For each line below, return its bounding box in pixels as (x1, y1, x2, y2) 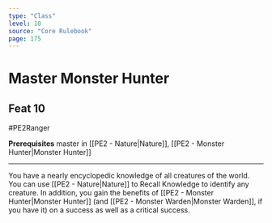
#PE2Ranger (8, 123, 50, 133)
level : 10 (8, 19, 42, 28)
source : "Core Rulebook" (8, 27, 92, 35)
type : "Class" (8, 11, 57, 20)
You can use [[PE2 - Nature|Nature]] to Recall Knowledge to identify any (8, 179, 249, 189)
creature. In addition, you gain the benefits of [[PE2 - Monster (8, 188, 215, 198)
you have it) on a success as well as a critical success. (8, 205, 190, 215)
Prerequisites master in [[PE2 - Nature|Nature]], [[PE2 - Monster (8, 139, 225, 148)
